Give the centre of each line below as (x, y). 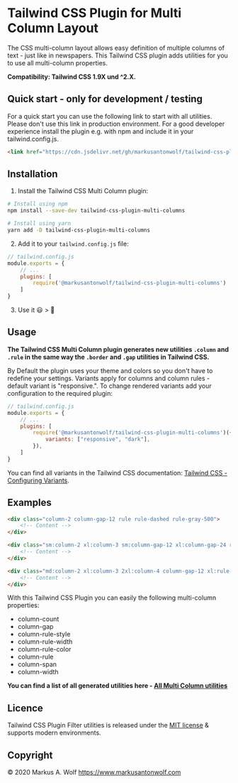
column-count (38, 619)
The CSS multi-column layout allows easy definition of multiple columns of (116, 48)
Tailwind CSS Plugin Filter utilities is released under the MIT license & (108, 725)
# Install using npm (38, 204)
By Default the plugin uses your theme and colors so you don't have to (110, 370)
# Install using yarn (39, 224)
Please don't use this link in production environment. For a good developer (116, 124)
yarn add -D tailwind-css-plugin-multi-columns (79, 230)
